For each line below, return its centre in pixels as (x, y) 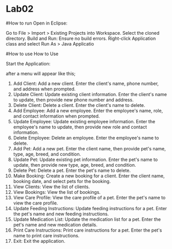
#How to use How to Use (32, 54)
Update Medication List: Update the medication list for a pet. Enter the (87, 219)
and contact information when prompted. (57, 116)
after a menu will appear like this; (41, 73)
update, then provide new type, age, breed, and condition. (74, 165)
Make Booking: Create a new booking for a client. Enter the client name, (89, 176)
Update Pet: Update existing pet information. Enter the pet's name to (85, 160)
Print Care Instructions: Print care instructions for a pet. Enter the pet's (88, 230)
